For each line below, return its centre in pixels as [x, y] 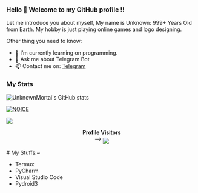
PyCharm [27, 171]
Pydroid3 [26, 183]
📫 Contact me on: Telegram [50, 66]
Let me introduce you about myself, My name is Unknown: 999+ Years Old [99, 23]
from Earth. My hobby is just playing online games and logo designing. [94, 29]
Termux [25, 164]
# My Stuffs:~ [23, 152]
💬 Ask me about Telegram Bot [52, 59]
